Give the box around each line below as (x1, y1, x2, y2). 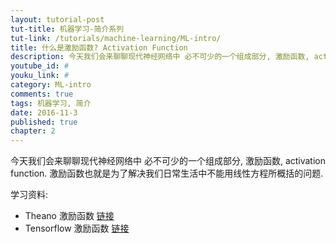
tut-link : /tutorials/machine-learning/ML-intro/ (10, 33, 222, 43)
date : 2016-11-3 (10, 107, 78, 118)
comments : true (10, 89, 74, 99)
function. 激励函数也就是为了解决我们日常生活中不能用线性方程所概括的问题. (10, 167, 324, 180)
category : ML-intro (10, 80, 92, 90)
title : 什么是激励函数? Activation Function (10, 42, 188, 53)
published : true (10, 117, 78, 127)
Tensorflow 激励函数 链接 (24, 222, 130, 235)
